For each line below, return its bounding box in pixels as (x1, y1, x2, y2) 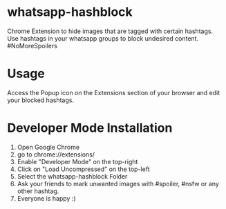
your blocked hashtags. (7, 96, 75, 104)
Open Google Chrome (17, 143, 80, 151)
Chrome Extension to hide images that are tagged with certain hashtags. (7, 27, 213, 35)
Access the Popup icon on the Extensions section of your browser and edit (7, 88, 220, 97)
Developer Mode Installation (7, 120, 173, 136)
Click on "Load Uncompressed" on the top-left (17, 165, 150, 173)
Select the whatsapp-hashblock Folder (17, 172, 128, 180)
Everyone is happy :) (17, 194, 76, 202)
